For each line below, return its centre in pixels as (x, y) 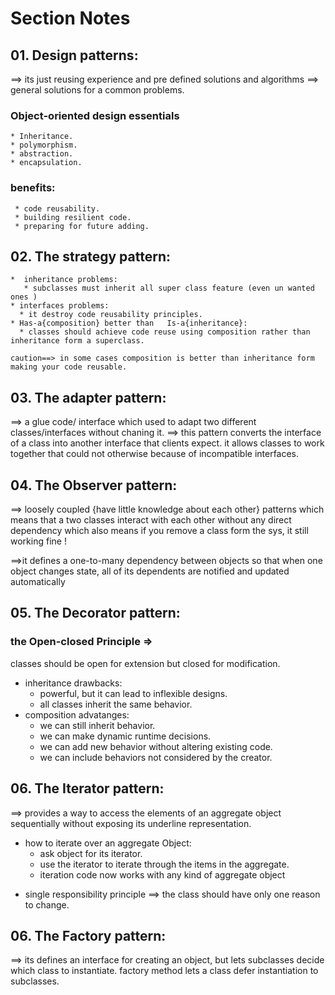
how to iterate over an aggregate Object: (108, 843)
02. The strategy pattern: (90, 256)
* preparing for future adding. (82, 226)
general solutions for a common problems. (97, 90)
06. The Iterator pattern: (87, 788)
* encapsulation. (46, 163)
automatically (38, 582)
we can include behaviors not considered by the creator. (156, 757)
